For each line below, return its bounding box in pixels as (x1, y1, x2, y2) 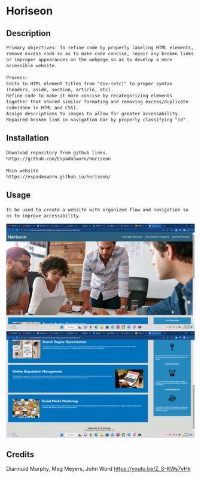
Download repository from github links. (6, 150, 109, 156)
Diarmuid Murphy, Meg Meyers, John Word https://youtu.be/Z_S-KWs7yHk (6, 465, 191, 473)
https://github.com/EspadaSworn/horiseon (6, 156, 111, 162)
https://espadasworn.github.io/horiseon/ (6, 174, 111, 180)
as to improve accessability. (6, 213, 82, 219)
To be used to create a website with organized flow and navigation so (6, 207, 188, 213)
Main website (6, 168, 39, 174)
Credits (6, 449, 35, 460)
